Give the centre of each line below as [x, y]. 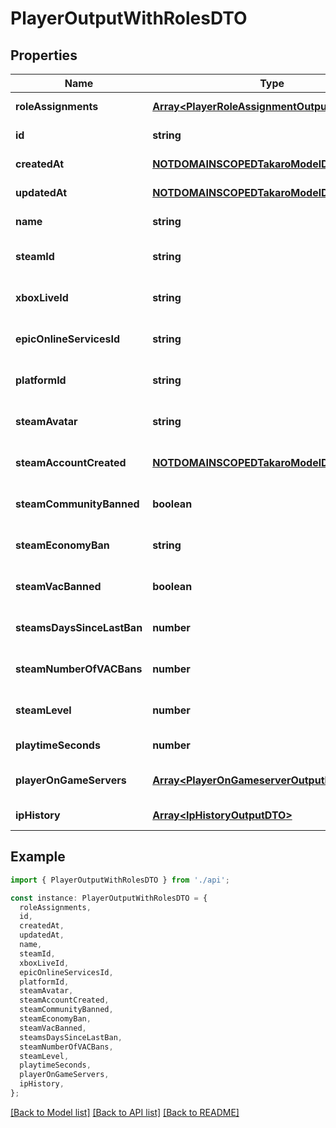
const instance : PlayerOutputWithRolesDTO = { [109, 898]
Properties [44, 55]
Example [38, 857]
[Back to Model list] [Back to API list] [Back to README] [125, 1112]
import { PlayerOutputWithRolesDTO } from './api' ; [120, 880]
